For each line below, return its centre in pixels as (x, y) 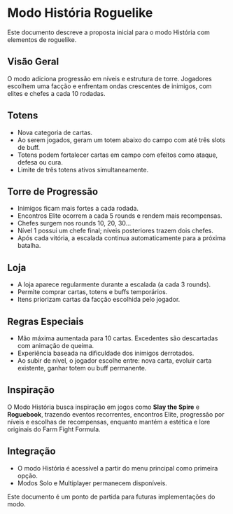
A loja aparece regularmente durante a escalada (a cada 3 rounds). (114, 284)
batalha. (29, 246)
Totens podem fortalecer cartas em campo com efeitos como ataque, (118, 155)
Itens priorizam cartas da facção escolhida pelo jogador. (99, 300)
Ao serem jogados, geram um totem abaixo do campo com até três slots (121, 140)
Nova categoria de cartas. (55, 132)
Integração (31, 451)
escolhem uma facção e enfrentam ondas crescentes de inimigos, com (110, 86)
